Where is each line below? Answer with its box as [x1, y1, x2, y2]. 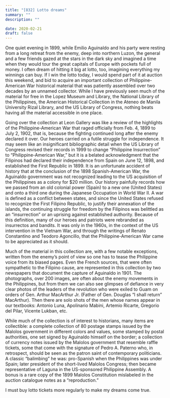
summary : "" [5, 12, 30, 17]
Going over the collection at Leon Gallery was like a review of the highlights [5, 120, 163, 126]
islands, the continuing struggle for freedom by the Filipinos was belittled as [5, 206, 164, 212]
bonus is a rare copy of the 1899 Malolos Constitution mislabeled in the [5, 372, 154, 378]
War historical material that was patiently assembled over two [26, 82, 155, 89]
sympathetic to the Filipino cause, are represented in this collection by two [5, 265, 161, 271]
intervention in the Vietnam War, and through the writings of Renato [5, 228, 146, 234]
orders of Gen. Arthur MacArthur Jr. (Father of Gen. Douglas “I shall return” [5, 292, 162, 298]
